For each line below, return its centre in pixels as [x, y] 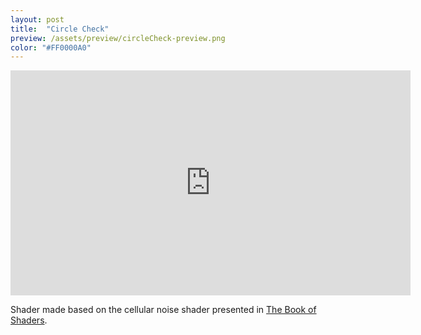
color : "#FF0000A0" [51, 47]
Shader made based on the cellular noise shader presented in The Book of [163, 310]
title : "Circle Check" [60, 29]
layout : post [37, 19]
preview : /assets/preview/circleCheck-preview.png [118, 38]
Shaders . [29, 320]
